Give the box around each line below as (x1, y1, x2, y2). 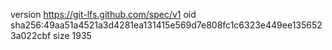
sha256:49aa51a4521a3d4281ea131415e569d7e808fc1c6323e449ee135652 (10, 19, 323, 31)
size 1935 (53, 30, 92, 41)
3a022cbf (10, 30, 52, 41)
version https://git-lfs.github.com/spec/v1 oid (10, 9, 197, 20)
